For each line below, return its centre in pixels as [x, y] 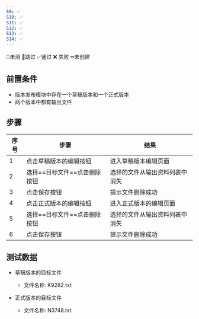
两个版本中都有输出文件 [43, 102]
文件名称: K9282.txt [48, 285]
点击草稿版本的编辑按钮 [59, 161]
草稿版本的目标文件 [38, 273]
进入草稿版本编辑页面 [140, 161]
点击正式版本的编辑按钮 [59, 203]
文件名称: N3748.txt [48, 310]
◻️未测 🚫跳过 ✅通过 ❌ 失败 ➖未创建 [48, 57]
